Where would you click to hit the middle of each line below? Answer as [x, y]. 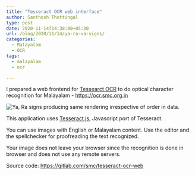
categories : [21, 39]
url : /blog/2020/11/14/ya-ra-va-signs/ [56, 34]
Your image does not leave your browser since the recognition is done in [95, 148]
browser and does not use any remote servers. [63, 154]
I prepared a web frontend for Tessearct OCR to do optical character [90, 89]
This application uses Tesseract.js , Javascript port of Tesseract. [84, 118]
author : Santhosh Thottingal [42, 17]
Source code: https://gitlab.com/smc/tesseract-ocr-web [75, 166]
